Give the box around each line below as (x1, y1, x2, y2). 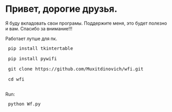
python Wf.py (8, 101, 41, 107)
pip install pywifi (8, 55, 58, 62)
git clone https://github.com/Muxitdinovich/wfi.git (8, 66, 144, 72)
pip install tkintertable (8, 45, 73, 51)
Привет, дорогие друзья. (5, 3, 118, 15)
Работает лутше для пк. (5, 35, 58, 42)
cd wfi (8, 76, 25, 82)
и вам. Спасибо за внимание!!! (5, 25, 73, 31)
